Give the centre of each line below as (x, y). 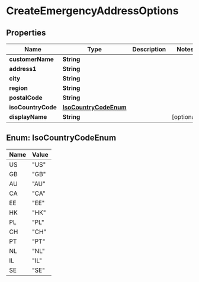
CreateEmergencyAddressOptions (92, 11)
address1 (23, 69)
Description (149, 49)
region (18, 88)
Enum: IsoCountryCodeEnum (61, 138)
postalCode (26, 98)
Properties (26, 33)
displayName (28, 117)
